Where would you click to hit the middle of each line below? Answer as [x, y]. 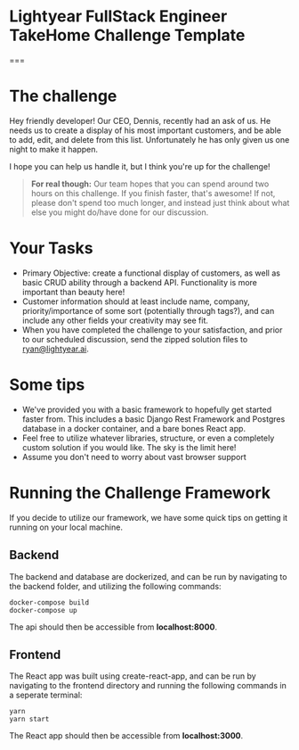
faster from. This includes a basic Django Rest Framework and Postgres [154, 419]
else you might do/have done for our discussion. [120, 212]
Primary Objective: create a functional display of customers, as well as [151, 273]
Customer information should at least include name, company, [136, 301]
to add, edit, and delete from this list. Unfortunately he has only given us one [149, 139]
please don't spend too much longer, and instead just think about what [160, 202]
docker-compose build [49, 602]
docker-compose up [43, 610]
